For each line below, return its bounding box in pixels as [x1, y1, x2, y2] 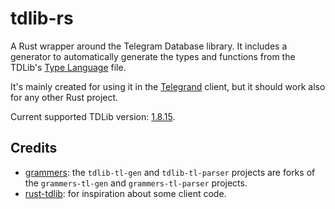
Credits [10, 140, 58, 157]
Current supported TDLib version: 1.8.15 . [10, 110, 176, 122]
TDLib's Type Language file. [10, 61, 127, 73]
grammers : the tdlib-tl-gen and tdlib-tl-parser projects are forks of [24, 166, 316, 178]
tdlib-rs [10, 7, 74, 30]
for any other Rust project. [10, 91, 119, 103]
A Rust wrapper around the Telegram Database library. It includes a [10, 40, 288, 52]
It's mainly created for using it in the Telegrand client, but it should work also [10, 80, 326, 92]
